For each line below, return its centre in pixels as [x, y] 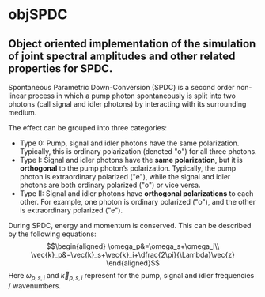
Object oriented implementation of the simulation [132, 44]
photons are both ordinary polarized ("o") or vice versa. [110, 185]
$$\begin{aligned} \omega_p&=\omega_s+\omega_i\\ [133, 246]
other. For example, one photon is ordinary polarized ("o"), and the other [137, 202]
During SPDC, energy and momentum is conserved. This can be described [130, 226]
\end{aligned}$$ [133, 263]
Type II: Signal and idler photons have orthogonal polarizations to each [136, 194]
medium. [23, 113]
